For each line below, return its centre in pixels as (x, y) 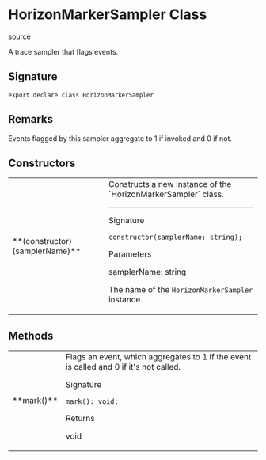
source (20, 36)
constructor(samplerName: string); (175, 238)
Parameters (130, 254)
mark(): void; (92, 402)
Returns (80, 419)
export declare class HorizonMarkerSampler (81, 95)
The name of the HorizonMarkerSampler (180, 290)
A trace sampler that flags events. (63, 51)
